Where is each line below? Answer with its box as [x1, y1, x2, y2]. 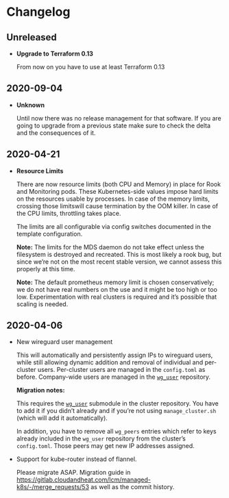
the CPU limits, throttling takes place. [16, 209, 121, 217]
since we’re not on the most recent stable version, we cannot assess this [16, 258, 222, 266]
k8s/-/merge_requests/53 [16, 483, 90, 491]
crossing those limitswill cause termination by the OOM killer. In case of [16, 201, 219, 210]
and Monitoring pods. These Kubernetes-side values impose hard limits [16, 187, 219, 195]
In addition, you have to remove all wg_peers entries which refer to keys [16, 427, 217, 436]
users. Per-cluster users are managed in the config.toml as [37, 366, 206, 374]
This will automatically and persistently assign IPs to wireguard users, [16, 351, 213, 360]
